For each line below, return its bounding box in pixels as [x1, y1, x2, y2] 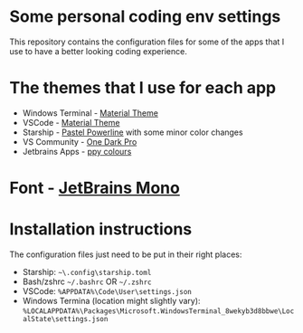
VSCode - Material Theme [22, 117, 120, 128]
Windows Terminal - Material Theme [22, 107, 158, 119]
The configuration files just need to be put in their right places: [9, 249, 242, 260]
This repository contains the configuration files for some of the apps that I [9, 36, 285, 47]
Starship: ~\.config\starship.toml [22, 267, 152, 277]
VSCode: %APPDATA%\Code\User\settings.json [22, 286, 193, 296]
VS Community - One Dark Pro [22, 136, 137, 147]
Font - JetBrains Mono [9, 178, 181, 198]
